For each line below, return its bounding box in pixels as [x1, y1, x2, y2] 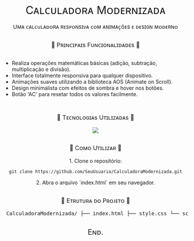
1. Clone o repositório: [69, 158, 122, 165]
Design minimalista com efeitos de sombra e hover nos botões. [11, 84, 164, 91]
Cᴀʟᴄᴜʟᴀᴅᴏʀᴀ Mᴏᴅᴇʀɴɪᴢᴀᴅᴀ [25, 3, 166, 17]
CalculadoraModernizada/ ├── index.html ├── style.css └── [6, 210, 180, 216]
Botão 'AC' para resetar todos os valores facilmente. [11, 91, 138, 98]
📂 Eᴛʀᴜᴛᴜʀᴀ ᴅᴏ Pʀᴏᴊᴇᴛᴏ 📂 [60, 196, 131, 205]
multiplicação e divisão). [11, 66, 71, 73]
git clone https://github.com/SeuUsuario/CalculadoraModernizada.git [8, 169, 183, 175]
